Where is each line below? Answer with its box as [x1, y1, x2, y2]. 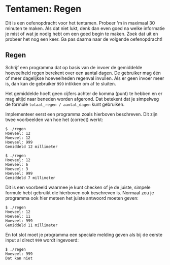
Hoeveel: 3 [5, 166, 28, 171]
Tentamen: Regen [5, 3, 82, 15]
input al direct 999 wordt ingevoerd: [5, 237, 79, 243]
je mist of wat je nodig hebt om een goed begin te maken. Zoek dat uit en [5, 31, 158, 37]
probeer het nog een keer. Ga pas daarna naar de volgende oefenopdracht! [5, 36, 163, 42]
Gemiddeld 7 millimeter [5, 175, 56, 181]
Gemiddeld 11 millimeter [5, 222, 58, 228]
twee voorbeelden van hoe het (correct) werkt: [5, 116, 103, 123]
